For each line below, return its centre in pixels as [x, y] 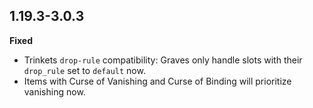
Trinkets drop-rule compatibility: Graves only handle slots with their [163, 60]
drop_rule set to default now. [84, 70]
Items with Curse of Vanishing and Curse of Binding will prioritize [157, 81]
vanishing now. [54, 91]
